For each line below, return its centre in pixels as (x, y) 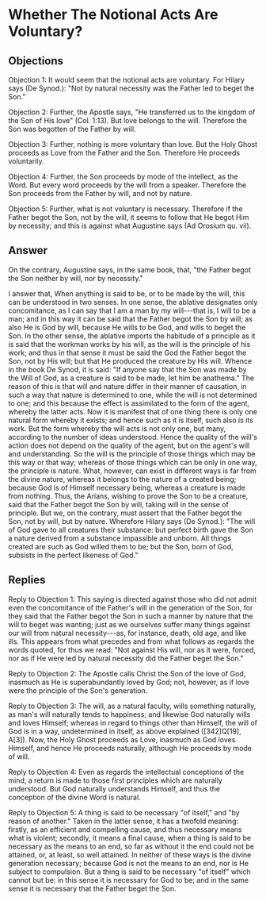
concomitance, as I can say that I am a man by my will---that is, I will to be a (132, 310)
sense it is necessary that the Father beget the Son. (92, 888)
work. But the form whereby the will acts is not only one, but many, (117, 428)
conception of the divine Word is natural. (74, 797)
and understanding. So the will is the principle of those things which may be (132, 453)
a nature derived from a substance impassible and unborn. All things (120, 538)
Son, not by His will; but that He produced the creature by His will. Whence (130, 361)
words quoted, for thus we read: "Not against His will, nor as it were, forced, (132, 649)
